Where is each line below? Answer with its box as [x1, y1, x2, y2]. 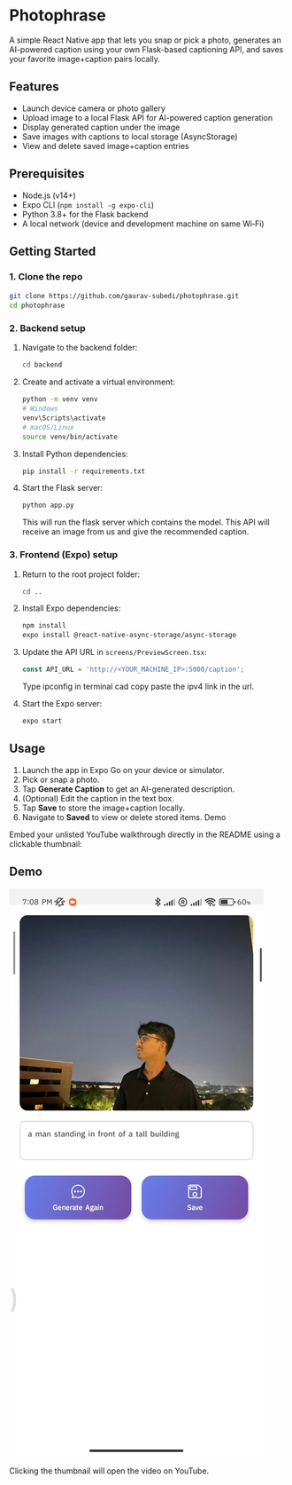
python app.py [21, 501, 74, 510]
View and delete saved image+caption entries [21, 140, 189, 151]
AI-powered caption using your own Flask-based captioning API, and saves [9, 43, 284, 54]
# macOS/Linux [21, 423, 74, 431]
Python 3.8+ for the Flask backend [21, 209, 149, 219]
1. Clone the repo [9, 270, 83, 282]
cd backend [21, 360, 63, 369]
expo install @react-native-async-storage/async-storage [21, 631, 237, 640]
